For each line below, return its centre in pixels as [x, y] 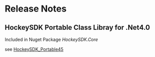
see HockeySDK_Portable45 [34, 49]
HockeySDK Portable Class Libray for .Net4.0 [77, 27]
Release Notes [36, 9]
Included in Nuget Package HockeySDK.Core [51, 39]
